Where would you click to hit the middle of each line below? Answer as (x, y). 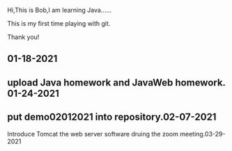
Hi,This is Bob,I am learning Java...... (60, 10)
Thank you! (23, 37)
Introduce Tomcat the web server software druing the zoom (93, 134)
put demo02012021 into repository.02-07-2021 (112, 117)
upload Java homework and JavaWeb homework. (116, 82)
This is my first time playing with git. (59, 23)
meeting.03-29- (203, 134)
